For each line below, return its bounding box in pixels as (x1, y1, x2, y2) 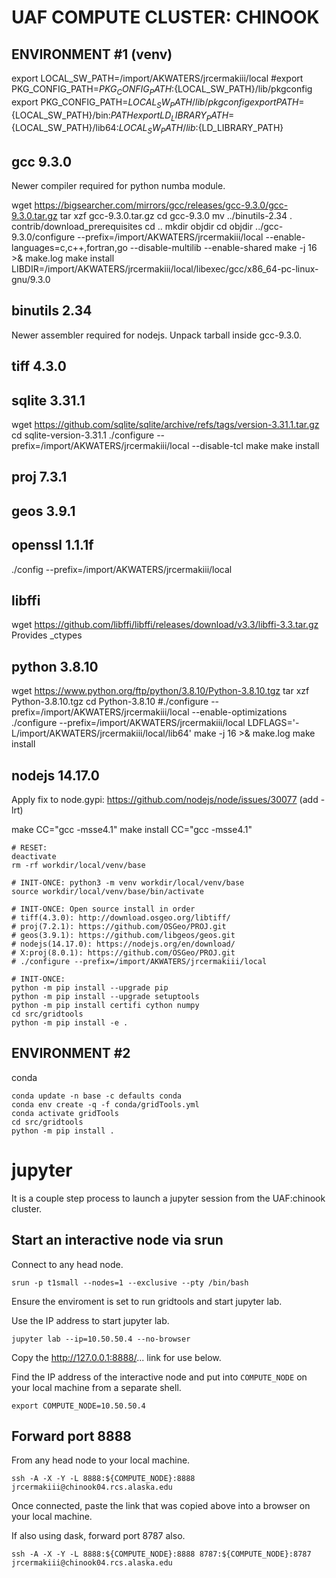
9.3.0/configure (11, 231, 76, 243)
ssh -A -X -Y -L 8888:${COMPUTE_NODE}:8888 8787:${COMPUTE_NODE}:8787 (11, 1549, 312, 1560)
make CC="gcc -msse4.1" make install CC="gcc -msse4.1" (11, 824, 253, 836)
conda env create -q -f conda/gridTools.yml (11, 1099, 200, 1110)
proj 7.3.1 (11, 469, 68, 486)
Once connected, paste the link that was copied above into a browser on (11, 1500, 311, 1512)
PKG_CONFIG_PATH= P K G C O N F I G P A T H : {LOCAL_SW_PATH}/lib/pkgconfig (11, 83, 313, 97)
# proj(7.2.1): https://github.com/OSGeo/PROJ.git (11, 922, 227, 932)
